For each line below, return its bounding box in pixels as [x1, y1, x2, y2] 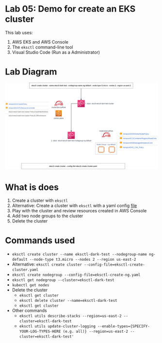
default [12, 257, 28, 262]
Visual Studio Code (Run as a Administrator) [12, 49, 100, 55]
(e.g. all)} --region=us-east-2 [63, 329, 129, 334]
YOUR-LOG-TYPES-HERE [19, 329, 61, 334]
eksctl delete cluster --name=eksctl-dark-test [19, 298, 117, 303]
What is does [5, 181, 59, 193]
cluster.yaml [12, 268, 39, 272]
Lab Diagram [5, 66, 57, 77]
